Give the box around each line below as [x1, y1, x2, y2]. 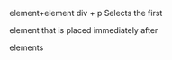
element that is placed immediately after [9, 25, 158, 35]
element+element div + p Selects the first [9, 8, 163, 18]
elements [9, 42, 44, 53]
